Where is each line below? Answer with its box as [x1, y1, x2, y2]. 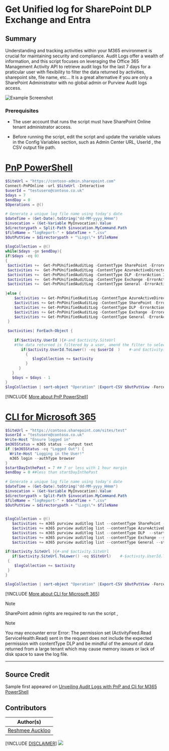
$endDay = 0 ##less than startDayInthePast [5, 470, 98, 475]
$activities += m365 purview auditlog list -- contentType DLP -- [12, 530, 154, 535]
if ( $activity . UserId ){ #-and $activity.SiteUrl [14, 338, 116, 343]
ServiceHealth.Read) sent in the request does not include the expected [5, 635, 152, 641]
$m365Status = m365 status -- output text [5, 442, 94, 447]
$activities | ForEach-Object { [7, 328, 73, 333]
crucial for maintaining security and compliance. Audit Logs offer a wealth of [5, 53, 164, 59]
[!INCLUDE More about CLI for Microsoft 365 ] [5, 591, 100, 597]
